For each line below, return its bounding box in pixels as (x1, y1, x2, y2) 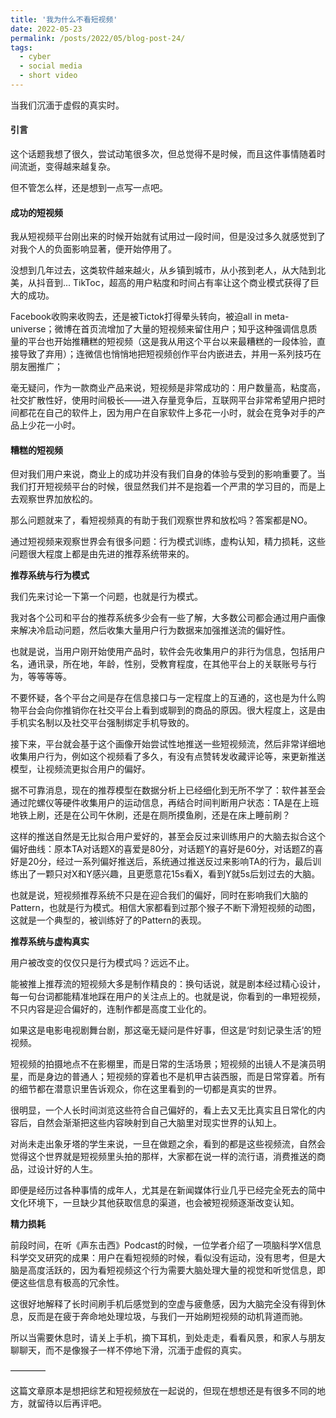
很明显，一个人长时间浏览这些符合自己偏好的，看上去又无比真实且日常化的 (10, 1104, 317, 1116)
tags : (10, 42, 33, 53)
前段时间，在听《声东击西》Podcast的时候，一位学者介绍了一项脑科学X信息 (10, 1239, 322, 1251)
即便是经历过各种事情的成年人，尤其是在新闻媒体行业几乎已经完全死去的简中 (10, 1184, 326, 1196)
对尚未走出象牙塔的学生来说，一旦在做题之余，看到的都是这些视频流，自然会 (10, 1138, 326, 1150)
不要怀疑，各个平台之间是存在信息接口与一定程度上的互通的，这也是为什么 (10, 692, 317, 704)
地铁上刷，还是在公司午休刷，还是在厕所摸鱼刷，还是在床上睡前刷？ (10, 809, 291, 821)
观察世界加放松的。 (18, 493, 98, 505)
